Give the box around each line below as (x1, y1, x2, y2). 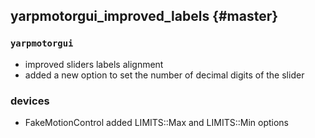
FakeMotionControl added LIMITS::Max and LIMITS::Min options (24, 116, 290, 128)
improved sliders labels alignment (24, 58, 164, 70)
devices (10, 94, 50, 108)
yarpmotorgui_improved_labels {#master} (10, 8, 279, 25)
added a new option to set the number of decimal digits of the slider (24, 69, 305, 81)
